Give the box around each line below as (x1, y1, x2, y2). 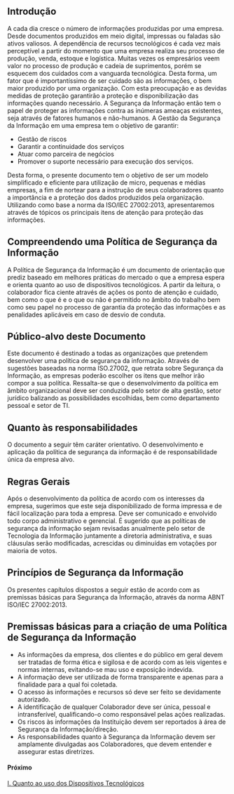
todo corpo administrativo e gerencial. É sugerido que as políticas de (7, 517, 206, 525)
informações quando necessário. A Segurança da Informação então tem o (7, 98, 221, 107)
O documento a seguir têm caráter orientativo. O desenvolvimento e (7, 440, 204, 449)
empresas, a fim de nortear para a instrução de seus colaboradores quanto (7, 185, 224, 194)
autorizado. (17, 695, 51, 703)
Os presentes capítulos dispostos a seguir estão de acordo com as (7, 585, 200, 594)
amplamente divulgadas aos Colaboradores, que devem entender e (17, 740, 212, 748)
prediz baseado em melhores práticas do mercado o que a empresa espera (7, 273, 225, 282)
